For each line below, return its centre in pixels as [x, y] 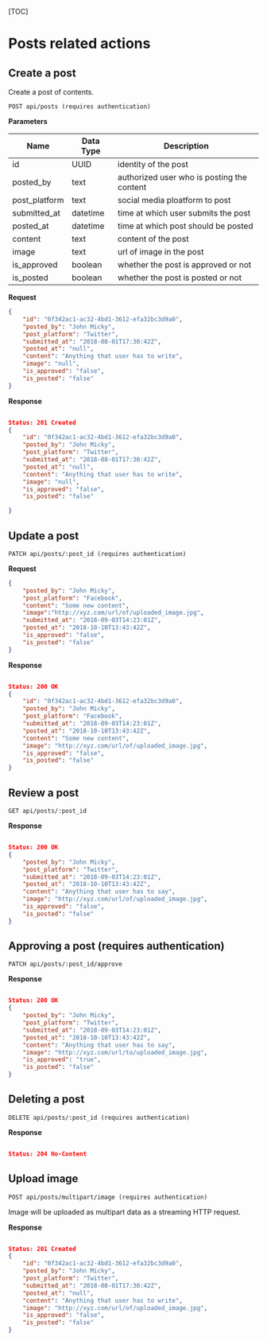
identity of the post [153, 164]
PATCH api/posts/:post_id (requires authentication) [97, 554]
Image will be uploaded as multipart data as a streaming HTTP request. [124, 1211]
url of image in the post [161, 252]
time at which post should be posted [186, 226]
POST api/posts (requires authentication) [79, 107]
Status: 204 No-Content [48, 1154]
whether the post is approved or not [185, 264]
